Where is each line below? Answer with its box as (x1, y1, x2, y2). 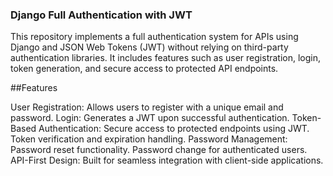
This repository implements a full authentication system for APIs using (10, 31, 299, 43)
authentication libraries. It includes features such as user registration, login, (10, 52, 322, 64)
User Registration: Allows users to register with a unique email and (10, 101, 284, 113)
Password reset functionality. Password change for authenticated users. (10, 144, 308, 156)
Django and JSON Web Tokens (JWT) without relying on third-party (10, 41, 289, 53)
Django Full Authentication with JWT (10, 8, 193, 22)
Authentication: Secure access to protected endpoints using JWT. (38, 123, 310, 135)
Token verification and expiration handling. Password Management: (10, 133, 288, 145)
